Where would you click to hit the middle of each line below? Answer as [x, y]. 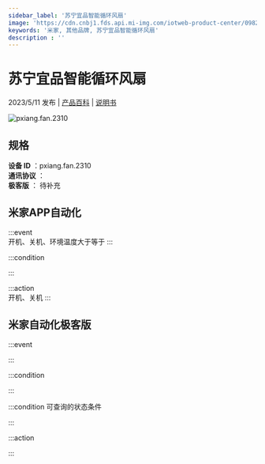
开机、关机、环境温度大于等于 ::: [61, 241]
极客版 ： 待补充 [34, 185]
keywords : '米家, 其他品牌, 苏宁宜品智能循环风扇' [84, 30]
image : [19, 23]
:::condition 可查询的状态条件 [55, 406]
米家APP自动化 [45, 213]
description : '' [37, 38]
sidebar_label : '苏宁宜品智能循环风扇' [68, 15]
